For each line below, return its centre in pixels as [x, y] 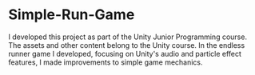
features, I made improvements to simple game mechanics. [106, 62]
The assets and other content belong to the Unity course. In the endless [127, 45]
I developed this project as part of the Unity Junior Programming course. [128, 37]
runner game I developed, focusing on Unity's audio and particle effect [125, 53]
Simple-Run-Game [72, 15]
